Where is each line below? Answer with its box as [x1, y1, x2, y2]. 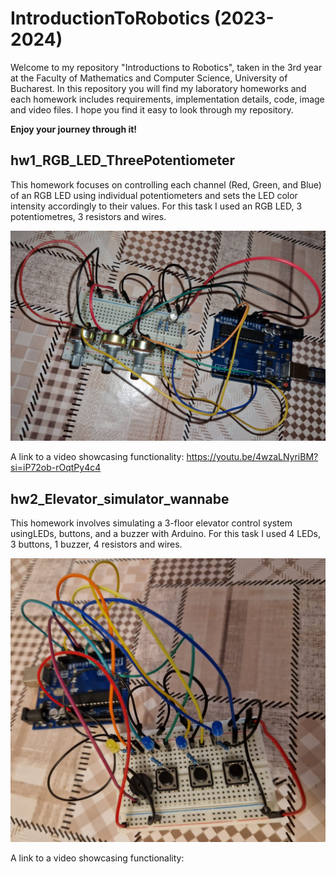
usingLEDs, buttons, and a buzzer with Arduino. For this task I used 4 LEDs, [10, 528, 322, 540]
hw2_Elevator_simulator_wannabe [10, 490, 230, 507]
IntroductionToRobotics [10, 7, 211, 30]
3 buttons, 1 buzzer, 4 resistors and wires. [10, 538, 183, 551]
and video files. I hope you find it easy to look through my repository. [10, 103, 294, 116]
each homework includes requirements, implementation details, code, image [10, 93, 325, 105]
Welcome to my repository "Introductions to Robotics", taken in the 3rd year [10, 61, 323, 73]
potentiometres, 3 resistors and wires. [10, 210, 167, 222]
